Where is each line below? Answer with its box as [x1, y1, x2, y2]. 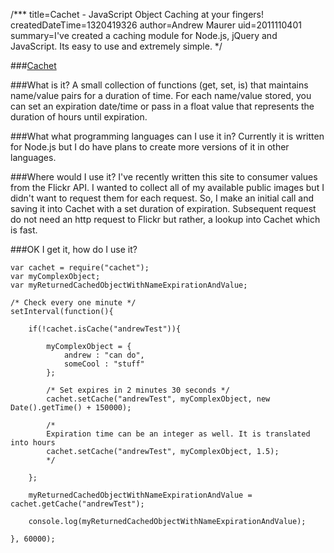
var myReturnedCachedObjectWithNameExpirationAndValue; [10, 280, 248, 290]
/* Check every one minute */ [10, 298, 137, 308]
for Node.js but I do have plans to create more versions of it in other [10, 141, 290, 153]
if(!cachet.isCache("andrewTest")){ [28, 324, 182, 334]
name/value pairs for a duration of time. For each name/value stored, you [10, 90, 312, 101]
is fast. [10, 224, 38, 236]
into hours [10, 438, 56, 448]
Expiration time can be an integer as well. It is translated [46, 429, 311, 439]
